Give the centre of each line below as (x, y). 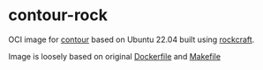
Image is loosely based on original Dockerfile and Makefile (115, 56)
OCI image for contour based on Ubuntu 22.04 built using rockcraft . (131, 39)
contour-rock (58, 15)
